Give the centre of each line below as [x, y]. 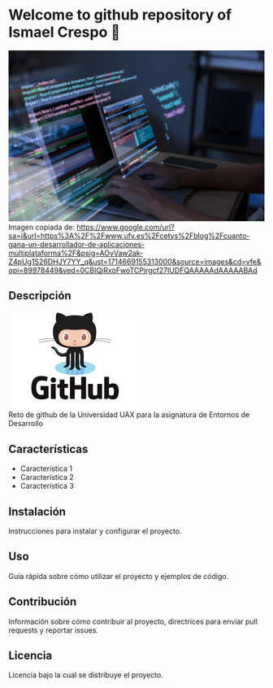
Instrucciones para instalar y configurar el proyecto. [95, 531]
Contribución [43, 602]
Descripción [40, 296]
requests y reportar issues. [54, 630]
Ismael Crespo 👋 [64, 32]
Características [48, 449]
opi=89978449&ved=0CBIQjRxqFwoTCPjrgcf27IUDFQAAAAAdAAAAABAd [133, 270]
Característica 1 [46, 468]
